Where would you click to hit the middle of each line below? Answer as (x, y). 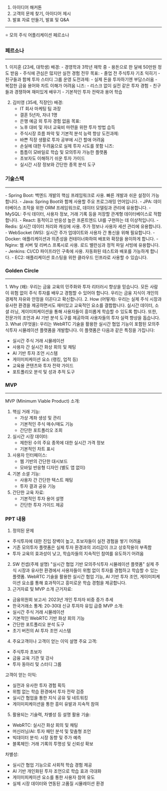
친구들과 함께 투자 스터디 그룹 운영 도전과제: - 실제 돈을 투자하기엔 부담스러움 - (81, 80)
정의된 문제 (23, 530)
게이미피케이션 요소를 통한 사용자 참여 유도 (54, 778)
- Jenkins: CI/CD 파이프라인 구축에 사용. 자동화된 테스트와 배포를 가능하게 (77, 251)
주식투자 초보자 (27, 652)
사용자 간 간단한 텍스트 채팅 (46, 480)
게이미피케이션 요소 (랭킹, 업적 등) (45, 359)
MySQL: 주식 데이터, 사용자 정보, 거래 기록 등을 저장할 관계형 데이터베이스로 (79, 214)
